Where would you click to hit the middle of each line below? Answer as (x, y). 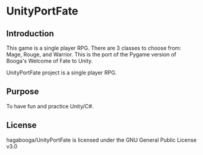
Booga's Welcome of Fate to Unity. (50, 61)
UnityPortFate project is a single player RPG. (62, 73)
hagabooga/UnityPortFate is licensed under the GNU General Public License (101, 140)
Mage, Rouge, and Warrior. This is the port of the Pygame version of (92, 54)
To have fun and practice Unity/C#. (50, 106)
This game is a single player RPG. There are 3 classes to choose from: (94, 48)
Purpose (23, 92)
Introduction (30, 34)
